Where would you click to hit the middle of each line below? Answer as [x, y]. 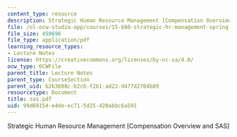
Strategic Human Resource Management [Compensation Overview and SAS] [119, 126]
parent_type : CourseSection [49, 79]
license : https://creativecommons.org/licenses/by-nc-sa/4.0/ [101, 60]
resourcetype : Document [42, 93]
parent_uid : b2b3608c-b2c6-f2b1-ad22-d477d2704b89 [83, 86]
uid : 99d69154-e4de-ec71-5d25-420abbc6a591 [72, 106]
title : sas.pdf [30, 100]
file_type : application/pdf [49, 40]
